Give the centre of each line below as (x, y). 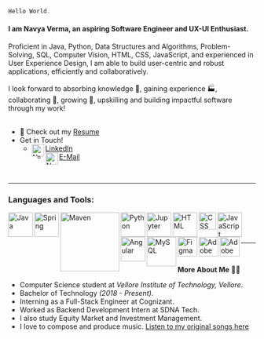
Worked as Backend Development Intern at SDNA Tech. (110, 310)
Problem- (215, 46)
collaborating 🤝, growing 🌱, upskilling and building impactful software (120, 100)
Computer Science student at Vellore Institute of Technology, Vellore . (131, 285)
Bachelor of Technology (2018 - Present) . (86, 293)
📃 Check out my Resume (59, 132)
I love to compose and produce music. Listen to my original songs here (134, 326)
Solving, (21, 55)
